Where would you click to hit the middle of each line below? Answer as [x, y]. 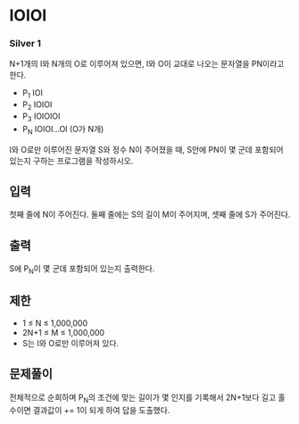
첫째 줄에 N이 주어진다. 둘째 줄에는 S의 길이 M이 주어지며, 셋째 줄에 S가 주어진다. [150, 214]
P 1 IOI [32, 94]
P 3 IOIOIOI [41, 117]
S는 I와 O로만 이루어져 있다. [70, 343]
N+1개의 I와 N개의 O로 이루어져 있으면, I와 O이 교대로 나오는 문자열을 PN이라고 [147, 64]
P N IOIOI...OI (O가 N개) [63, 130]
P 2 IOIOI [37, 106]
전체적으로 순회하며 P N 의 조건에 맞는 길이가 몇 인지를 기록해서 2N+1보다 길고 [143, 398]
